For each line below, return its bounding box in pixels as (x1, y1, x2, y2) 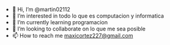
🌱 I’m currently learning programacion (12, 19, 108, 26)
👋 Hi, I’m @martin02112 (12, 6, 70, 13)
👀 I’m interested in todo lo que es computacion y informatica (12, 12, 164, 19)
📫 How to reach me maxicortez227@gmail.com (12, 32, 133, 39)
